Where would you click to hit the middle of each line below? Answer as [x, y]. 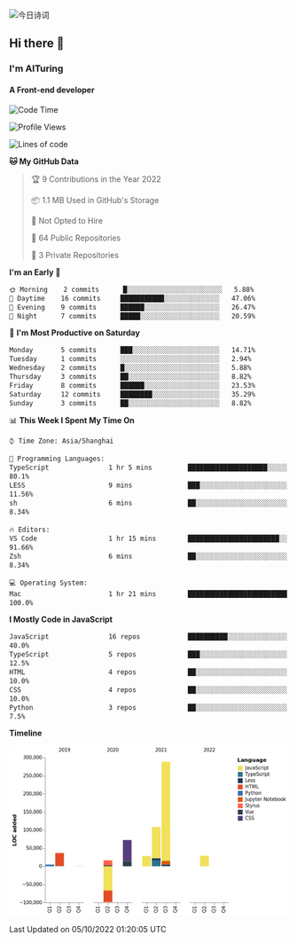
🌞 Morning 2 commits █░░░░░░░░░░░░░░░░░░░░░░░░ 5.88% [132, 289]
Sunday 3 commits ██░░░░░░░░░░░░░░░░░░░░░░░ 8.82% [130, 403]
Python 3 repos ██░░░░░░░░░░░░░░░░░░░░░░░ [148, 707]
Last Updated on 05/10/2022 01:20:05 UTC [88, 929]
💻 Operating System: [49, 583]
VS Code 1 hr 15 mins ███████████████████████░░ [148, 538]
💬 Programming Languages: [57, 459]
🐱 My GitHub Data [44, 161]
